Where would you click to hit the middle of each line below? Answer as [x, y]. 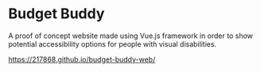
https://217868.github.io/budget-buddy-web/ [82, 59]
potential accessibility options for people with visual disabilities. [113, 44]
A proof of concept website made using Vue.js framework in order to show [130, 36]
